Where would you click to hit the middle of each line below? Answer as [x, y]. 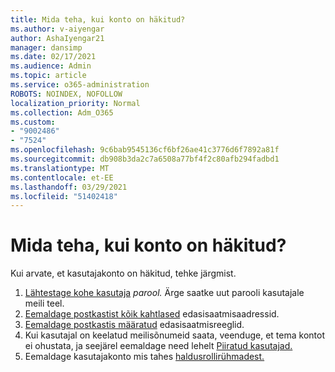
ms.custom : [33, 122]
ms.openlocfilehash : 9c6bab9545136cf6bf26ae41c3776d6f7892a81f [145, 150]
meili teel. [44, 303]
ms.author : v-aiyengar [57, 29]
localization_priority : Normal [75, 103]
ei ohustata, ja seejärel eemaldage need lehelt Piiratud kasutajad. [158, 346]
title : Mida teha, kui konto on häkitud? [98, 19]
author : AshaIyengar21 [57, 38]
